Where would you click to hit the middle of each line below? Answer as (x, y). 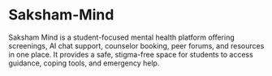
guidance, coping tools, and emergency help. (84, 63)
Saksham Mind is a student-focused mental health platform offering (121, 37)
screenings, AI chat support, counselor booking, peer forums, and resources (136, 45)
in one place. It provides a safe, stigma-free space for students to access (131, 54)
